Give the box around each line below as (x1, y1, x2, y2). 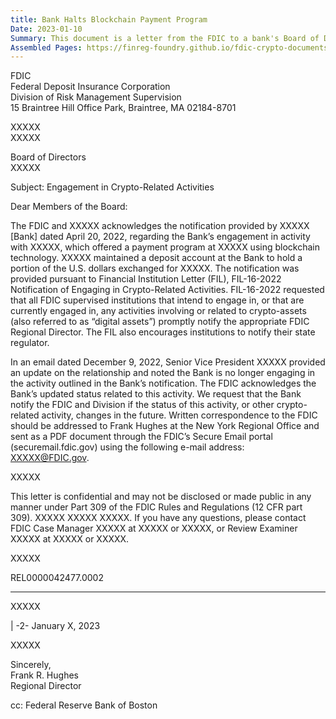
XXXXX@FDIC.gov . (10, 452, 90, 464)
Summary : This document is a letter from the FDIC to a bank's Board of (10, 33, 320, 43)
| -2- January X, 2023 (10, 620, 101, 632)
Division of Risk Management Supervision (10, 91, 182, 103)
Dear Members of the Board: (10, 201, 128, 213)
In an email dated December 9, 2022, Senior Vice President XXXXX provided (10, 356, 326, 368)
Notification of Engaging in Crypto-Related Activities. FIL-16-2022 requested (10, 284, 325, 296)
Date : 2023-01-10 (10, 24, 83, 34)
